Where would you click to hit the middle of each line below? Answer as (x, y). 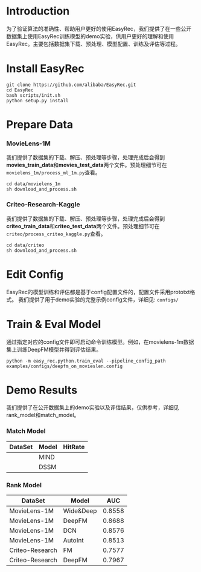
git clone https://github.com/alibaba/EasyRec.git (71, 85)
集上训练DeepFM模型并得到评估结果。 (54, 349)
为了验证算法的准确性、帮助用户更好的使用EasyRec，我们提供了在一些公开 (99, 28)
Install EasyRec (45, 69)
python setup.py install (37, 100)
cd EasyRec (20, 90)
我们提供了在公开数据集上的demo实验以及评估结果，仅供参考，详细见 (93, 407)
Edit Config (35, 274)
